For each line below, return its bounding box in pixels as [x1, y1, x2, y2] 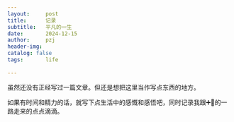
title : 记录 [7, 17, 57, 24]
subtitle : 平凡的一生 [7, 23, 72, 30]
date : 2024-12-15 [7, 30, 78, 37]
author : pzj [7, 37, 55, 44]
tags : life [7, 56, 59, 63]
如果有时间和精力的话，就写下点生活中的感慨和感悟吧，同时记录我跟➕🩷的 [7, 98, 221, 106]
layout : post [7, 10, 59, 18]
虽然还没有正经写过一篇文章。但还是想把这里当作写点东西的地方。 [7, 83, 200, 92]
